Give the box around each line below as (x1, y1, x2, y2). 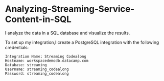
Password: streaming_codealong (5, 71, 69, 76)
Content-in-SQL (5, 14, 72, 25)
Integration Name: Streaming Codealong (5, 54, 87, 59)
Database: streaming (5, 62, 47, 67)
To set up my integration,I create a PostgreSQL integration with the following (5, 39, 159, 45)
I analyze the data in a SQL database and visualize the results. (5, 30, 130, 36)
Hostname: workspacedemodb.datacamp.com (5, 58, 89, 63)
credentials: (5, 44, 29, 50)
